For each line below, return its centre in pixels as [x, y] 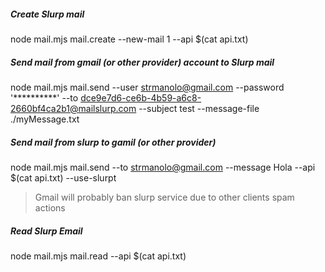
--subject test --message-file [199, 108]
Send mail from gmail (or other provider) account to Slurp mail [142, 62]
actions [50, 207]
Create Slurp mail [47, 14]
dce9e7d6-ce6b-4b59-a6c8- [141, 97]
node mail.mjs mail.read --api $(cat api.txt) [98, 256]
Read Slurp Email [46, 231]
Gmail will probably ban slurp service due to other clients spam [164, 197]
